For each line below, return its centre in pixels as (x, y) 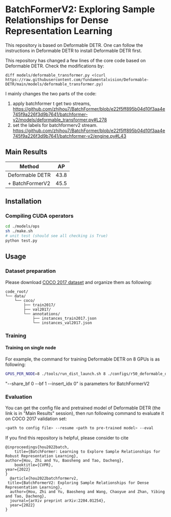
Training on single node (31, 348)
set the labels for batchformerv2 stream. (55, 125)
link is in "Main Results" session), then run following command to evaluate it (85, 413)
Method (29, 166)
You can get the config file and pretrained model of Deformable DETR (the (83, 408)
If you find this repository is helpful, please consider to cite (67, 437)
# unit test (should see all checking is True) (57, 236)
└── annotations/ (42, 314)
